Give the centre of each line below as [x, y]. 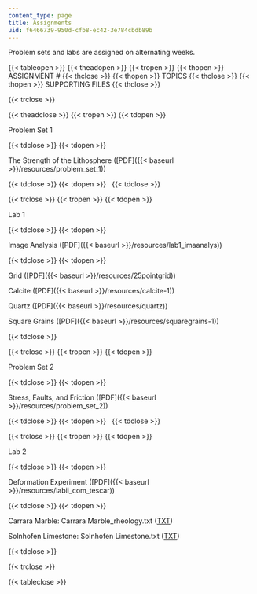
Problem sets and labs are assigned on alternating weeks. [102, 53]
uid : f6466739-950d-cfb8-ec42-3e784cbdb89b [81, 30]
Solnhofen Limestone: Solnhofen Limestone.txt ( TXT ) [94, 537]
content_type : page [40, 15]
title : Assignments [40, 23]
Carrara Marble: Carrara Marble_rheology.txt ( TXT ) [90, 521]
